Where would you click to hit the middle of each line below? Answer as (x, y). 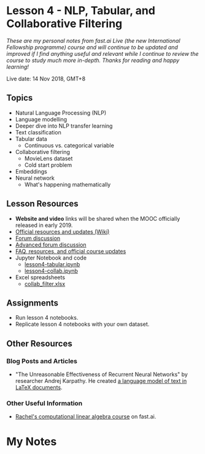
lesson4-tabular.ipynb (52, 264)
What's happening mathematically (68, 184)
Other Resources (39, 343)
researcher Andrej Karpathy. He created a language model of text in (101, 381)
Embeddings (31, 171)
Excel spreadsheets (40, 277)
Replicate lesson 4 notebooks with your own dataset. (82, 324)
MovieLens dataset (48, 158)
